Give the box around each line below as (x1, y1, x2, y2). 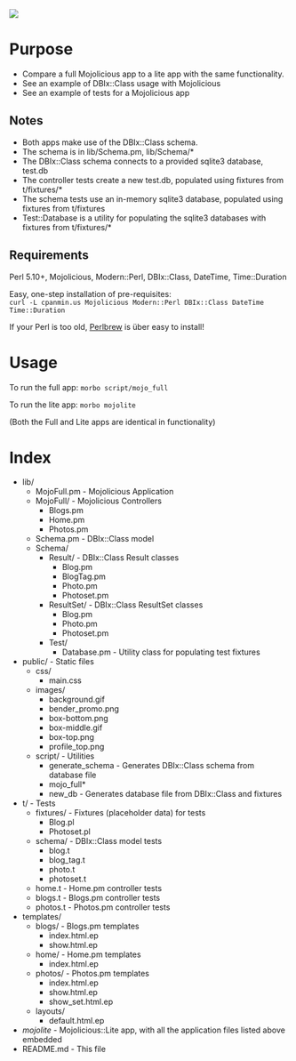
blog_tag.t (48, 855, 86, 865)
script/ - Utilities (35, 751, 95, 761)
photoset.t (48, 873, 87, 884)
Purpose (9, 39, 74, 60)
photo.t (48, 864, 76, 875)
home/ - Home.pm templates (35, 949, 141, 960)
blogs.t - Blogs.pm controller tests (35, 893, 161, 904)
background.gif (48, 694, 105, 705)
